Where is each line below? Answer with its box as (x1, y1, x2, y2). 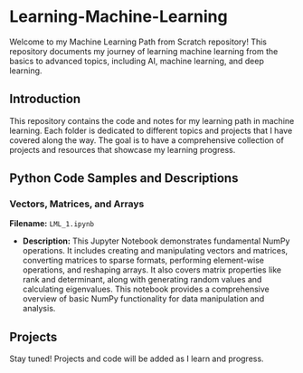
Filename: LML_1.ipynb (9, 218, 95, 229)
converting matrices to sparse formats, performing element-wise (22, 255, 265, 266)
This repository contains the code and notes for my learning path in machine (9, 115, 295, 126)
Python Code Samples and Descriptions (9, 170, 239, 186)
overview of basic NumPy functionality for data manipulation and (22, 293, 265, 304)
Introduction (9, 91, 81, 107)
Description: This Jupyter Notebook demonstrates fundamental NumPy (22, 235, 290, 246)
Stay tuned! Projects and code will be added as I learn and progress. (9, 353, 264, 364)
